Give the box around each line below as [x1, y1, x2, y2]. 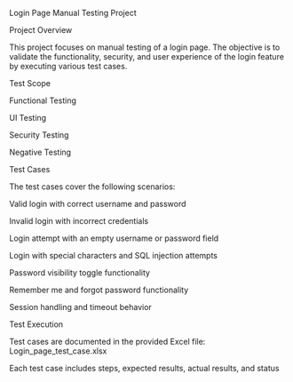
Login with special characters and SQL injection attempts [9, 251, 218, 260]
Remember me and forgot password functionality [9, 284, 189, 295]
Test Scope [9, 78, 51, 88]
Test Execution [9, 319, 64, 330]
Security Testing [9, 130, 69, 140]
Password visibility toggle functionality [9, 267, 151, 278]
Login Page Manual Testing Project [9, 8, 137, 18]
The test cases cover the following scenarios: [9, 181, 176, 192]
